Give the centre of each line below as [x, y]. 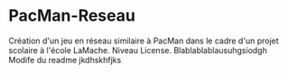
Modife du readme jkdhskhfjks [65, 60]
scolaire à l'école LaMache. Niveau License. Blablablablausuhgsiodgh [138, 50]
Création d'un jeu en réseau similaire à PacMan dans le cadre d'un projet [144, 41]
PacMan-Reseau [72, 16]
